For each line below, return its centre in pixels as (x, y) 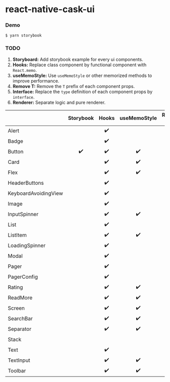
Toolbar (17, 371)
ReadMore (20, 298)
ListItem (17, 235)
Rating (15, 287)
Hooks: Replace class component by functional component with (79, 65)
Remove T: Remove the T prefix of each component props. (74, 86)
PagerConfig (23, 277)
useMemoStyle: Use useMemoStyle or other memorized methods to (82, 75)
